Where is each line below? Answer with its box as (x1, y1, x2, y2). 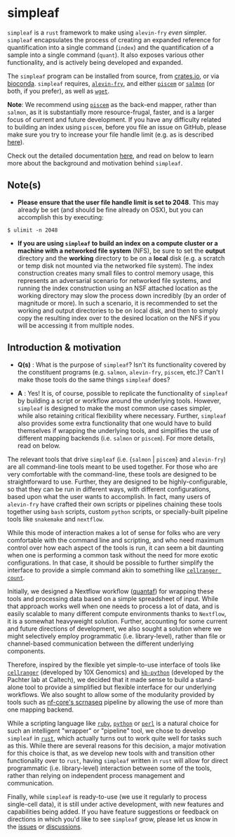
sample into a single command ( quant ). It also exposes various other (7, 51, 205, 59)
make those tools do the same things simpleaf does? (17, 375, 170, 384)
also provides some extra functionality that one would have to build (17, 419, 212, 427)
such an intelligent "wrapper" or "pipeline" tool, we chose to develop (7, 726, 206, 735)
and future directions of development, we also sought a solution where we (7, 624, 222, 633)
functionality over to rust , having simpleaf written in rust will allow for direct (7, 756, 229, 764)
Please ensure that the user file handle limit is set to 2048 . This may (17, 198, 219, 206)
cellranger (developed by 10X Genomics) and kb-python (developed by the (7, 667, 224, 676)
